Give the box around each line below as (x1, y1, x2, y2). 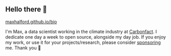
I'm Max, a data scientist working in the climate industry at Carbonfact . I (5, 29, 157, 35)
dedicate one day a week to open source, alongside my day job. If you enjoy (5, 34, 166, 40)
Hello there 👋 (5, 5, 48, 14)
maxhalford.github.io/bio (5, 18, 57, 24)
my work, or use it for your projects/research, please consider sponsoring (5, 39, 161, 45)
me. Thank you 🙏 (5, 44, 41, 51)
